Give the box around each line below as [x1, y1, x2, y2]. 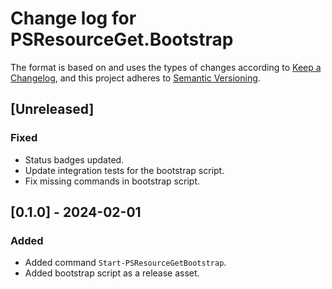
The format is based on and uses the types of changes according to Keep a [10, 61, 322, 73]
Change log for [10, 7, 137, 30]
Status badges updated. [24, 153, 125, 166]
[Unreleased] [10, 101, 95, 118]
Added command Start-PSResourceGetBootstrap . [24, 257, 227, 269]
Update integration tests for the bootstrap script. [24, 164, 225, 176]
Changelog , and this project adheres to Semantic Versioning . [10, 72, 261, 84]
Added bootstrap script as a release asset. [24, 267, 200, 279]
